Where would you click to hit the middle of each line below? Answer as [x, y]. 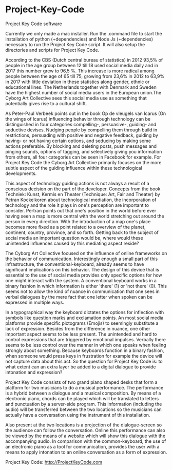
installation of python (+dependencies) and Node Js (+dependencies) [79, 39]
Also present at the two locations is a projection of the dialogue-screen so [84, 425]
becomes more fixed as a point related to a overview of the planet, [75, 227]
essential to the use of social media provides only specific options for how [84, 275]
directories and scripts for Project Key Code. [52, 50]
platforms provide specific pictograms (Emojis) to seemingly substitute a [82, 323]
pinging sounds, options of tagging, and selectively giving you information [84, 151]
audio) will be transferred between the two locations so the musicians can [83, 409]
